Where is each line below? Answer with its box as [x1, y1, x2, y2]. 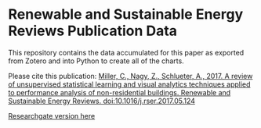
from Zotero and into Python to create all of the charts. [8, 56, 184, 66]
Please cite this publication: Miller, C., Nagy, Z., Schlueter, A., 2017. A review [8, 71, 253, 80]
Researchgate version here [8, 111, 96, 120]
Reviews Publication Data [8, 22, 178, 40]
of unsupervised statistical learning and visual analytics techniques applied [8, 80, 251, 89]
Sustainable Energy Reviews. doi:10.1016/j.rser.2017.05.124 [8, 96, 196, 105]
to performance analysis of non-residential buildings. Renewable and [8, 87, 231, 97]
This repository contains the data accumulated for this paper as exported [8, 48, 245, 57]
